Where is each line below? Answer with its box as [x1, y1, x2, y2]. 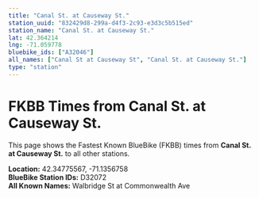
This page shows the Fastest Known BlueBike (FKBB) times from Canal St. [8, 140, 252, 150]
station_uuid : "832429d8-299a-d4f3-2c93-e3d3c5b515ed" [8, 19, 194, 27]
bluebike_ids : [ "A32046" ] [8, 48, 94, 56]
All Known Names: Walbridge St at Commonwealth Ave [8, 181, 191, 190]
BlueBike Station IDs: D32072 [8, 172, 107, 182]
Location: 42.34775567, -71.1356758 [8, 164, 129, 173]
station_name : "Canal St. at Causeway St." [8, 26, 155, 34]
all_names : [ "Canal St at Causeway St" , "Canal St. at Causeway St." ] [8, 56, 247, 64]
